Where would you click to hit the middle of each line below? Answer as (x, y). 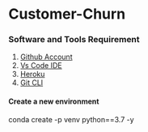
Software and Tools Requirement (74, 40)
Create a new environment (54, 101)
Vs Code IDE (41, 66)
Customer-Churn (67, 14)
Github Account (46, 57)
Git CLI (32, 83)
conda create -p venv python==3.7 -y (72, 119)
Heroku (32, 75)
